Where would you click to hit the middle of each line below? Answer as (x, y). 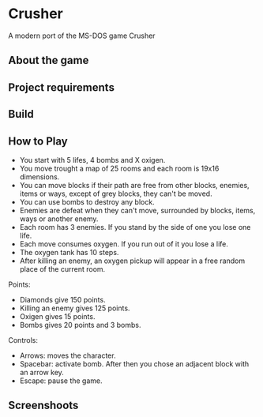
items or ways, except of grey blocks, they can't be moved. (116, 193)
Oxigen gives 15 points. (57, 316)
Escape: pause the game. (61, 381)
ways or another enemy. (59, 219)
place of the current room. (62, 269)
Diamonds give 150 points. (62, 299)
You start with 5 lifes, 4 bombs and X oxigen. (92, 160)
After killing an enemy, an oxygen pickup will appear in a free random (132, 261)
